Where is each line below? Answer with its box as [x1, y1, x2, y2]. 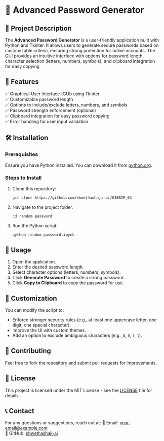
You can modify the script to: [5, 307, 64, 313]
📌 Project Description [5, 24, 72, 33]
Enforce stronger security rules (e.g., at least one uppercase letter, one [12, 317, 157, 323]
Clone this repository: [12, 185, 56, 191]
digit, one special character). [12, 322, 71, 328]
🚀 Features [5, 77, 39, 86]
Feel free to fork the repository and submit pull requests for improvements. [5, 360, 157, 366]
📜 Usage [5, 246, 31, 254]
